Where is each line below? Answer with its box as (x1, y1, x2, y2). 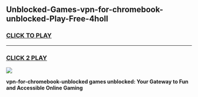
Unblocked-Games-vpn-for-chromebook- (6, 5, 164, 15)
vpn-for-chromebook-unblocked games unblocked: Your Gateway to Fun (6, 78, 189, 85)
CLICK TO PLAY (6, 32, 52, 40)
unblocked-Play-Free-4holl (6, 14, 108, 24)
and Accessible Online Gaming (6, 84, 83, 91)
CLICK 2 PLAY (6, 53, 47, 62)
